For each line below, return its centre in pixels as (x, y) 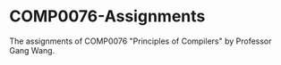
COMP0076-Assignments (107, 16)
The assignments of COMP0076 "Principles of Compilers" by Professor (140, 41)
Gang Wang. (32, 50)
